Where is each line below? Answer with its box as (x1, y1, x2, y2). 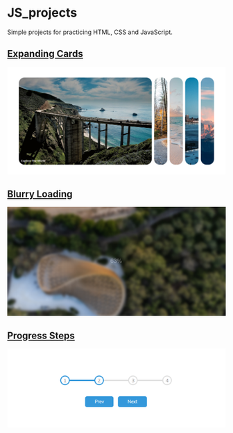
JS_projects (7, 5, 78, 21)
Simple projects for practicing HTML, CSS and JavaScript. (7, 28, 173, 36)
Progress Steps (7, 329, 75, 341)
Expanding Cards (7, 48, 83, 60)
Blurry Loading (7, 188, 73, 199)
